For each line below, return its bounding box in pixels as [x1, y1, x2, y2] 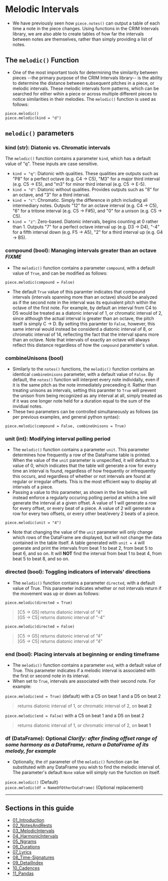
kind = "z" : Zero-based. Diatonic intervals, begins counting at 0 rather [12, 218, 158, 224]
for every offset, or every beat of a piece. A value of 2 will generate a [12, 506, 155, 512]
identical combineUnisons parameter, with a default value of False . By [12, 371, 153, 377]
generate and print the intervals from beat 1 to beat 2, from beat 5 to [12, 545, 153, 551]
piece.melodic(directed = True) [5, 600, 72, 605]
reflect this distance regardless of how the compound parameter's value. [12, 342, 159, 348]
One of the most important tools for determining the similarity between [12, 69, 158, 75]
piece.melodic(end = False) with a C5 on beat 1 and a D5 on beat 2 [5, 712, 144, 718]
